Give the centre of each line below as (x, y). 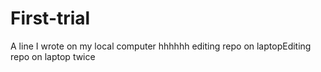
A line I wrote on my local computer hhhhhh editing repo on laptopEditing (161, 46)
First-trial (50, 18)
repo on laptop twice (53, 56)
